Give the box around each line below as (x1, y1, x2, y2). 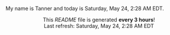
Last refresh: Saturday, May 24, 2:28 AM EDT (43, 23, 155, 29)
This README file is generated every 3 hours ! (43, 16, 155, 23)
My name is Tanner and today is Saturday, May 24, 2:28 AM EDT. (5, 5, 164, 12)
